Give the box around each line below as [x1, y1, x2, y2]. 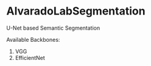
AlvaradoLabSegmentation [6, 4, 146, 18]
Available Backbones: [6, 36, 60, 43]
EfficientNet [15, 54, 46, 61]
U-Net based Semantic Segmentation [6, 24, 100, 31]
